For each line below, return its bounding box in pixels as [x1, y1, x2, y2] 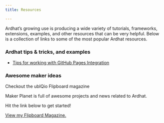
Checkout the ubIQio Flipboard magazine [5, 83, 90, 90]
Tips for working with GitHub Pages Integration [12, 59, 109, 65]
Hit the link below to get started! [5, 103, 71, 109]
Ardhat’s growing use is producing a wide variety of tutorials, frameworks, [5, 25, 157, 31]
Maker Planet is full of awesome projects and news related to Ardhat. [5, 93, 147, 99]
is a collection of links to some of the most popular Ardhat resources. [5, 36, 147, 42]
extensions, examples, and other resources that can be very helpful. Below [5, 30, 159, 36]
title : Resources [5, 7, 41, 12]
